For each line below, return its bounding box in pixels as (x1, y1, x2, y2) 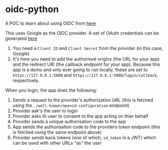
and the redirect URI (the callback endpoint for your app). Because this (12, 61, 160, 67)
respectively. (12, 77, 39, 83)
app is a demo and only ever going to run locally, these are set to (12, 67, 148, 73)
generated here (5, 35, 38, 41)
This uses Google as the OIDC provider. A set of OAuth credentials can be (5, 30, 159, 36)
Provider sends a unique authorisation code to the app (12, 118, 127, 124)
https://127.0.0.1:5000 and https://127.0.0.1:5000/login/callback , (12, 72, 158, 78)
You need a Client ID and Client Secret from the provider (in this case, (12, 45, 163, 51)
